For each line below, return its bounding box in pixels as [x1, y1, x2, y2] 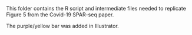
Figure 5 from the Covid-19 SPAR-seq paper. [6, 11, 114, 18]
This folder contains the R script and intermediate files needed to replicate [6, 5, 187, 12]
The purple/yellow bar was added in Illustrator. [6, 23, 119, 29]
